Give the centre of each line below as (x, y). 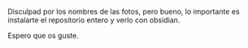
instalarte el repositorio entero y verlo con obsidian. (94, 20)
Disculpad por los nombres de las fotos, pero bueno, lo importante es (124, 12)
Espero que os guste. (43, 36)
